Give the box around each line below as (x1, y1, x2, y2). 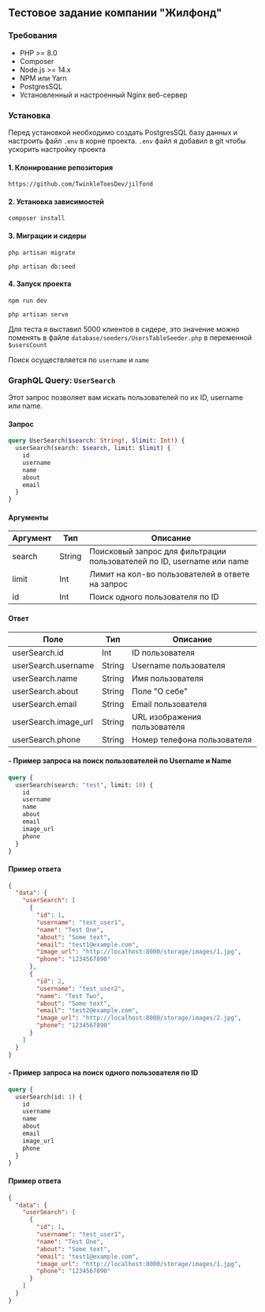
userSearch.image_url (12, 716, 93, 727)
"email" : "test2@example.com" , (36, 1007, 140, 1015)
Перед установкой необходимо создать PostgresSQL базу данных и (8, 127, 238, 137)
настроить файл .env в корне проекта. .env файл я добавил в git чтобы (8, 136, 246, 146)
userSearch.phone (12, 734, 81, 745)
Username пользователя (131, 660, 226, 671)
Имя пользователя (131, 672, 203, 683)
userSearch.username (12, 660, 95, 671)
